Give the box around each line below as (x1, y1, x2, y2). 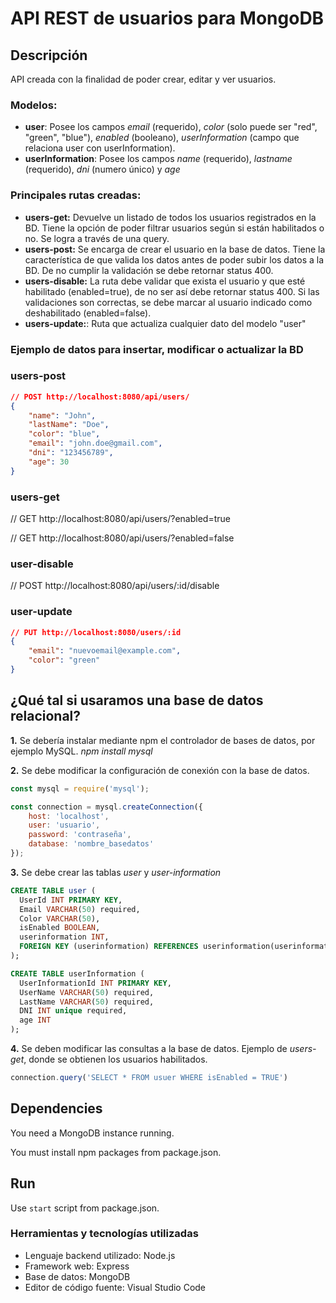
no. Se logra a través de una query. (24, 232, 170, 244)
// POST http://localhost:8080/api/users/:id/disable (10, 580, 220, 592)
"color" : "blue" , (28, 429, 101, 439)
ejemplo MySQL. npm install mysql (10, 745, 153, 757)
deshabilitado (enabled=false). (24, 307, 152, 319)
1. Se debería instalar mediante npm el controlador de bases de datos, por (10, 734, 316, 746)
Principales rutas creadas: (10, 188, 142, 202)
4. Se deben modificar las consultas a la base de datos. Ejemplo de (10, 1043, 288, 1055)
